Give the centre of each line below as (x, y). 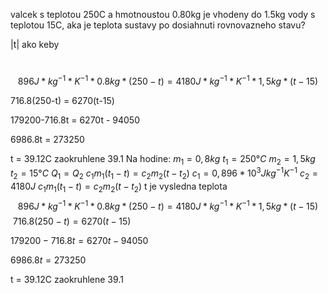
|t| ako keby (35, 44)
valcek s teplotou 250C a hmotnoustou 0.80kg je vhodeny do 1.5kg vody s (163, 14)
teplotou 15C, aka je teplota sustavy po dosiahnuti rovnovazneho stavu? (158, 25)
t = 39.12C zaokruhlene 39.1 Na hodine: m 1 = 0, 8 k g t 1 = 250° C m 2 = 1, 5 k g (163, 159)
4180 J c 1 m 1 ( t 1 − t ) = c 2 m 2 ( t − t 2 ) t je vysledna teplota (119, 187)
